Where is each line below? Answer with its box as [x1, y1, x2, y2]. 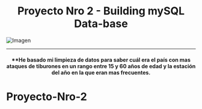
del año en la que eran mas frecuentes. [51, 69, 151, 76]
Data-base [74, 17, 128, 31]
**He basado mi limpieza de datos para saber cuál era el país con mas [11, 56, 191, 63]
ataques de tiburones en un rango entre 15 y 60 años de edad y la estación [6, 62, 196, 69]
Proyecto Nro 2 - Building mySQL [17, 4, 185, 18]
